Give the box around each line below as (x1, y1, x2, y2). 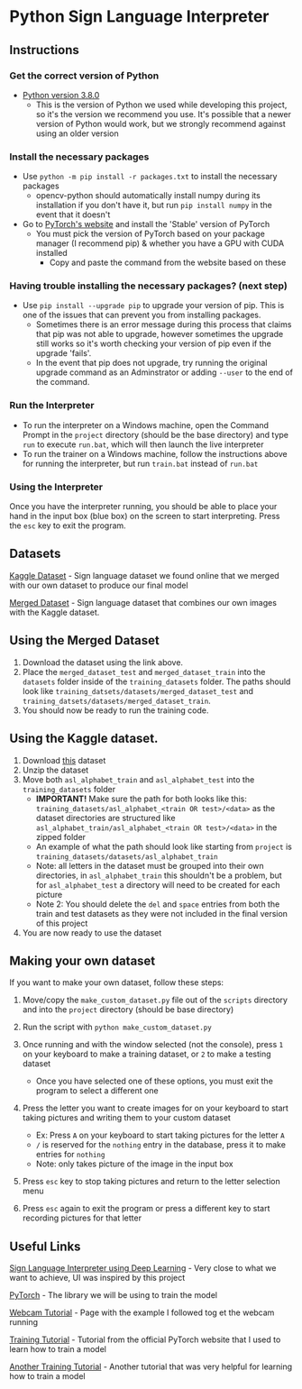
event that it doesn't (35, 209, 111, 220)
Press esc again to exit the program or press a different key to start (22, 1203, 270, 1214)
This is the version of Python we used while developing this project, (35, 99, 288, 110)
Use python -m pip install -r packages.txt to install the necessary (22, 171, 278, 182)
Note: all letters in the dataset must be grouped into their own (35, 860, 264, 871)
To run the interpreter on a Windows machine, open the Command (22, 419, 269, 430)
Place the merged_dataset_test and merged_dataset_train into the (22, 666, 266, 677)
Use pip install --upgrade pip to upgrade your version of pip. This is (22, 300, 285, 311)
